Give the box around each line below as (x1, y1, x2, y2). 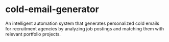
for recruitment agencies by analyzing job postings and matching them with (5, 25, 164, 31)
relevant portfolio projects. (5, 31, 61, 37)
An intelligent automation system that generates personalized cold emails (5, 20, 160, 26)
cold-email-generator (5, 4, 100, 15)
